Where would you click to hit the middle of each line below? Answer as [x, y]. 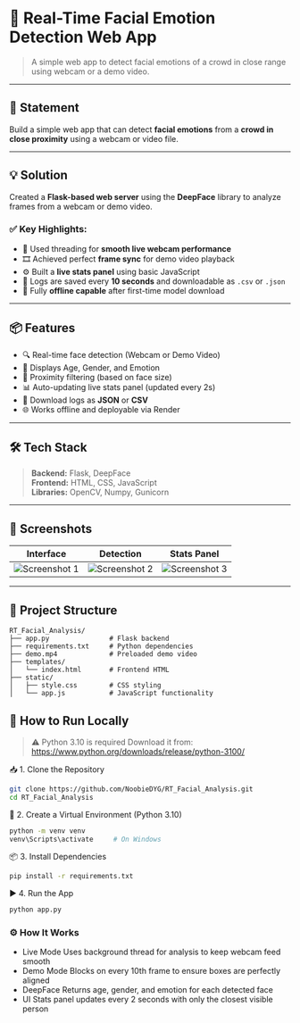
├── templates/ [37, 662]
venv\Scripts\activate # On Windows [86, 839]
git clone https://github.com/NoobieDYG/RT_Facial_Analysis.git [131, 789]
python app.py [36, 910]
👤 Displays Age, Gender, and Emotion [91, 367]
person [35, 1009]
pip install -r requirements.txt [71, 877]
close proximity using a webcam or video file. [94, 138]
